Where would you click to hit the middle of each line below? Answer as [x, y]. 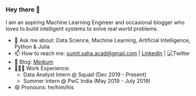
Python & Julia [32, 47]
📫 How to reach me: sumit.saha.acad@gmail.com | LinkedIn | [90, 54]
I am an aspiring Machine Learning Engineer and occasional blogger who [95, 23]
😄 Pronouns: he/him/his [44, 87]
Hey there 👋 [23, 10]
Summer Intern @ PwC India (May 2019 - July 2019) [87, 81]
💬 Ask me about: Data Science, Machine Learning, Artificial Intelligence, [102, 41]
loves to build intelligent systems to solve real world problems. [82, 29]
